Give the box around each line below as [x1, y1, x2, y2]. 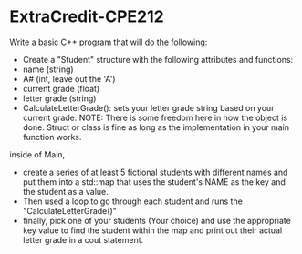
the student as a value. [22, 186, 109, 197]
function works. [22, 131, 82, 142]
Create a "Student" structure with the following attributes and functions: [22, 54, 294, 65]
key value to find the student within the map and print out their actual [22, 225, 283, 236]
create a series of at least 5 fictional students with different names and [22, 167, 288, 178]
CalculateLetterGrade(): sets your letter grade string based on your [22, 102, 275, 113]
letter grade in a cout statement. [22, 234, 144, 245]
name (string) [22, 64, 75, 75]
